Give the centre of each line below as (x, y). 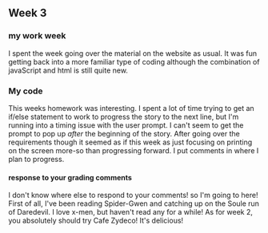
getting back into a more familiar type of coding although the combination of (134, 61)
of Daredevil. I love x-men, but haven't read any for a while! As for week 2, (131, 212)
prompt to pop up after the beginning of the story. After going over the (124, 133)
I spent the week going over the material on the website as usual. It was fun (133, 53)
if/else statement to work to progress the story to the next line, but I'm (124, 116)
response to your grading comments (70, 177)
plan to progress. (36, 159)
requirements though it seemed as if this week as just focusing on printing (130, 142)
